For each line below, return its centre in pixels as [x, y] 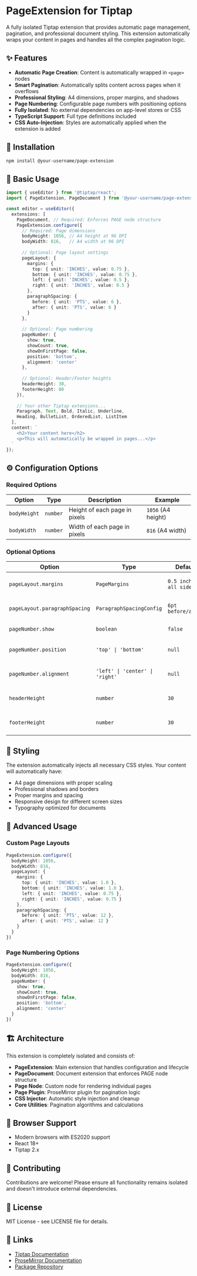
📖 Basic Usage [33, 179]
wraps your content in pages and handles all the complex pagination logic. [96, 39]
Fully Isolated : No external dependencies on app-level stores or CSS [98, 110]
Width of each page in [99, 527]
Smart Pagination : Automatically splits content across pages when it [97, 85]
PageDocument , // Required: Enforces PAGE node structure [89, 220]
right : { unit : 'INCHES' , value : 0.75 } [72, 899]
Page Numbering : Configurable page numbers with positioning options [100, 104]
